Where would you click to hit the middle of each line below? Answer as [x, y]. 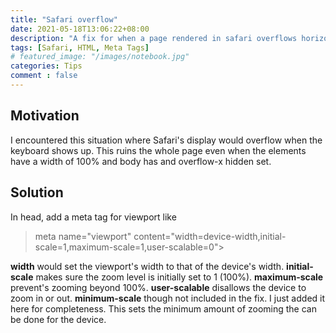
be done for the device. [58, 319]
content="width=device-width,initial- [210, 236]
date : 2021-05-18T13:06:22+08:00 [80, 29]
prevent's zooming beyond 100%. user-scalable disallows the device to [158, 287]
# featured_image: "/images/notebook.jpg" [100, 57]
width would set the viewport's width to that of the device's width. [147, 266]
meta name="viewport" [83, 236]
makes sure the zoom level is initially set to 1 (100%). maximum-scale [179, 277]
